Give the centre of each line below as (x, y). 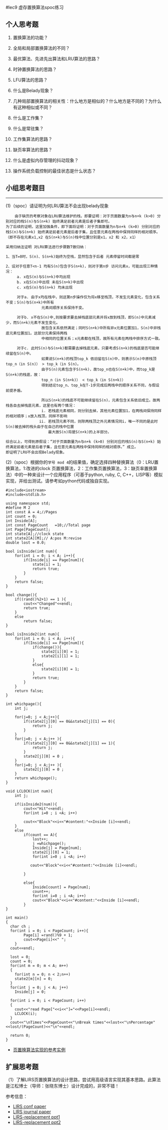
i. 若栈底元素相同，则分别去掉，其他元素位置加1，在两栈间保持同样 (101, 411)
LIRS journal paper (32, 1112)
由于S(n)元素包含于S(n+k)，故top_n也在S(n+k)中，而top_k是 (98, 369)
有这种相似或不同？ (33, 107)
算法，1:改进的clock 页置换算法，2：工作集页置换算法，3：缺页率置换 (82, 468)
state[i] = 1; (47, 564)
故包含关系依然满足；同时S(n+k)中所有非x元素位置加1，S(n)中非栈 (101, 328)
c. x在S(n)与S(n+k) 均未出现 (45, 287)
